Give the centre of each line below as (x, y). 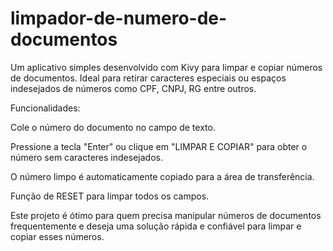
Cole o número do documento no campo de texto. (113, 127)
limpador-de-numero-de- (119, 18)
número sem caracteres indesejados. (86, 157)
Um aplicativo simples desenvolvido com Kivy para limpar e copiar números (166, 67)
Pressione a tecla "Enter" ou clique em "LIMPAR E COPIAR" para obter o (159, 146)
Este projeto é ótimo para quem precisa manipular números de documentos (166, 215)
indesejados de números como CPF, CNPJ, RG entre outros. (133, 88)
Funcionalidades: (45, 108)
